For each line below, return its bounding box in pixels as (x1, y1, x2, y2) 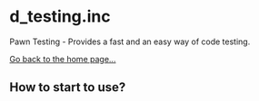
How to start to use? (9, 79, 126, 96)
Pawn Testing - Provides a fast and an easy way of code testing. (9, 36, 251, 47)
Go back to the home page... (9, 53, 116, 64)
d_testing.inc (9, 6, 111, 27)
